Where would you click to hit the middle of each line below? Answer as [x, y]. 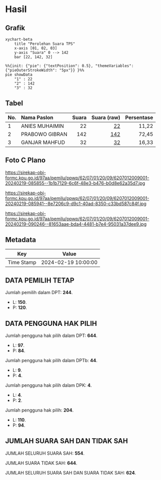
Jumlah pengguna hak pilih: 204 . [39, 410]
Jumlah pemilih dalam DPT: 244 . [39, 293]
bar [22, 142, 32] [33, 57]
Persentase [139, 117]
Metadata [21, 240]
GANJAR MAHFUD [43, 142]
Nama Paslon [37, 117]
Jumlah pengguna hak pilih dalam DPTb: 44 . [51, 361]
